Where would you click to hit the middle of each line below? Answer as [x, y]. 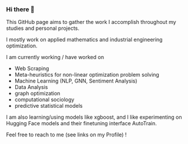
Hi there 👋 [21, 9]
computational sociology [44, 100]
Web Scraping [32, 68]
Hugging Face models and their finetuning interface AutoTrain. [82, 124]
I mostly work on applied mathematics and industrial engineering [84, 40]
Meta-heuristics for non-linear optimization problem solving [87, 75]
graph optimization [37, 94]
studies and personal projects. [43, 28]
